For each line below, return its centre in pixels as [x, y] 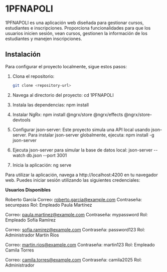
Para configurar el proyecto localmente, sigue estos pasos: [66, 66]
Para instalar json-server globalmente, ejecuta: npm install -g [91, 135]
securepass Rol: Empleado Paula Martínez [49, 205]
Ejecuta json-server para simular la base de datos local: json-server [82, 150]
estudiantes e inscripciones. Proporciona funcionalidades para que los [78, 28]
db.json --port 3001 [47, 155]
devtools [22, 120]
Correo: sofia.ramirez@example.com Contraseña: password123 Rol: [75, 229]
